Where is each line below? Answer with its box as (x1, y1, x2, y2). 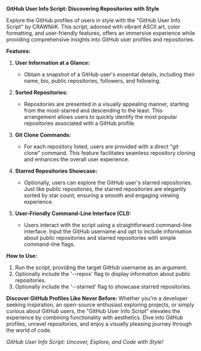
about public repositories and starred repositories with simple (23, 234, 176, 241)
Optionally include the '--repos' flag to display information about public (14, 270, 191, 277)
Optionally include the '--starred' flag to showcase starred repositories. (14, 283, 192, 290)
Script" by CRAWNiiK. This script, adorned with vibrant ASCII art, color (6, 23, 181, 30)
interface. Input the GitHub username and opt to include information (23, 228, 192, 235)
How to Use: (6, 252, 38, 259)
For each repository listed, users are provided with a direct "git (23, 143, 179, 150)
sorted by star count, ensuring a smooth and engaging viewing (23, 192, 179, 199)
